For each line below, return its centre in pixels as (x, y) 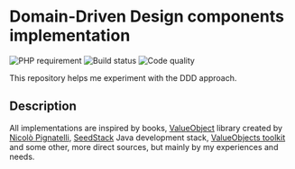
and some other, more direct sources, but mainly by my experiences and (144, 147)
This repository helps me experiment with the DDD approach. (123, 77)
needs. (22, 156)
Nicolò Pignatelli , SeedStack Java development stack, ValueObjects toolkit (147, 138)
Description (43, 107)
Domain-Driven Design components (147, 17)
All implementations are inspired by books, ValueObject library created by (146, 128)
